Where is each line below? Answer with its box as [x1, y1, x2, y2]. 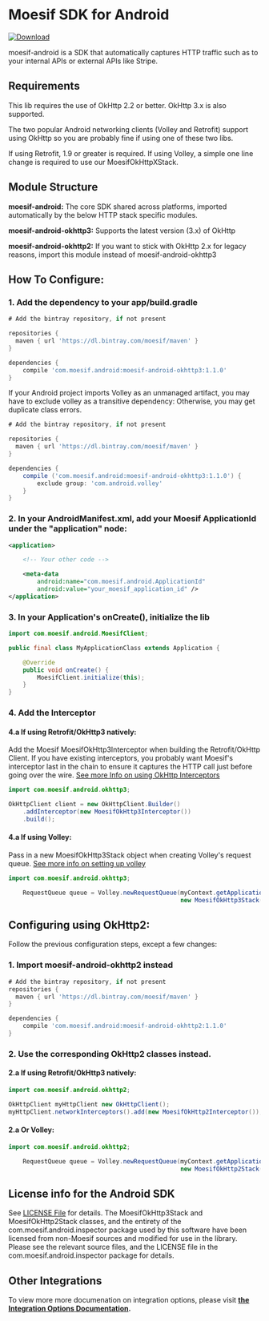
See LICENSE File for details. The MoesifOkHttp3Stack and [8, 1208, 203, 1218]
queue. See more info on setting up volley [8, 859, 147, 869]
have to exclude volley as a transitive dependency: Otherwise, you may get [8, 396, 255, 406]
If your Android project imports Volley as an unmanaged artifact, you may [8, 388, 250, 398]
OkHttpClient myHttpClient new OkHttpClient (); [8, 1100, 171, 1108]
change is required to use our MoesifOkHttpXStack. [8, 157, 179, 167]
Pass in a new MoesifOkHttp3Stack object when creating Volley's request [8, 850, 251, 860]
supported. [8, 109, 45, 118]
